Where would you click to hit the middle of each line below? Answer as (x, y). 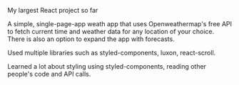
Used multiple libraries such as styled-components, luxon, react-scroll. (112, 53)
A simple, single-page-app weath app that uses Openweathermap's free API (120, 24)
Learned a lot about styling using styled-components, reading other (107, 66)
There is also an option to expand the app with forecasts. (91, 39)
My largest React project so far (53, 10)
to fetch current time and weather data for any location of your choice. (111, 32)
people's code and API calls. (49, 74)
